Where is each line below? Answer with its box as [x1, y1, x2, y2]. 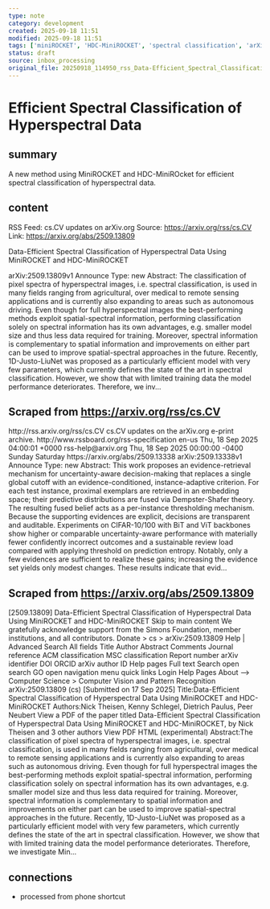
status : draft [8, 49, 56, 57]
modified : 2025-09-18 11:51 [8, 34, 103, 43]
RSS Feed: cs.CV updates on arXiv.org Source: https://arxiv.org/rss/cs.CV [8, 222, 252, 232]
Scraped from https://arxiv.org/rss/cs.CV [8, 405, 221, 418]
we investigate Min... [8, 847, 77, 857]
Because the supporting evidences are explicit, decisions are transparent [8, 512, 251, 521]
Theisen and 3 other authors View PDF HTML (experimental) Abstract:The [8, 727, 253, 737]
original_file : [8, 64, 59, 72]
